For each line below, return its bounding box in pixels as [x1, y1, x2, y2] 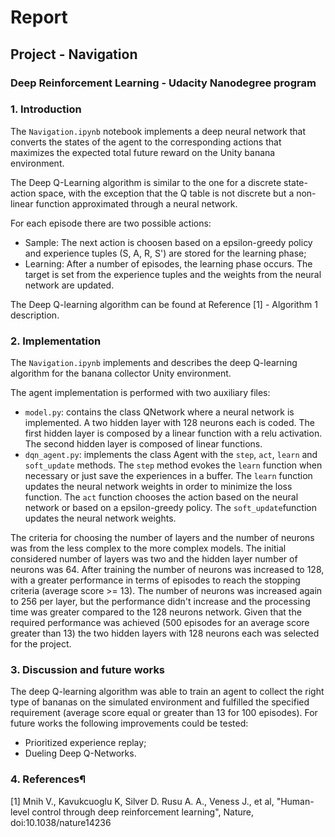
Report [10, 6, 68, 29]
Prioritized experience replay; [24, 737, 147, 749]
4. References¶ [10, 772, 87, 786]
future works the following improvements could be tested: [10, 717, 249, 730]
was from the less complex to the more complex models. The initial [10, 542, 287, 555]
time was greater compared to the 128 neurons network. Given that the [10, 606, 302, 618]
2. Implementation [10, 334, 102, 348]
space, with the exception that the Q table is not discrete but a [38, 187, 295, 199]
